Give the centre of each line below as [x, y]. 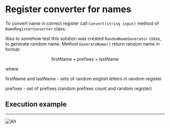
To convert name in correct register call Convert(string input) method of [82, 23]
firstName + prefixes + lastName [85, 59]
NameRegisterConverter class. [36, 28]
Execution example [36, 104]
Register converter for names [68, 9]
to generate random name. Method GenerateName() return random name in [82, 44]
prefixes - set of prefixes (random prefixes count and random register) [79, 88]
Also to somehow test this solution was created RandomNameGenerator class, [83, 38]
